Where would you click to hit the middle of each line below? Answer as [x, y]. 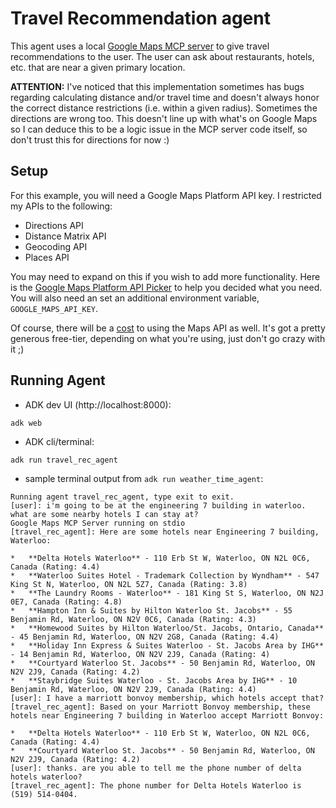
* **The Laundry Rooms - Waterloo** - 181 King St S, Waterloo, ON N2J [167, 593]
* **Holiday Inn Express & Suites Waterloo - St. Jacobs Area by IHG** [167, 645]
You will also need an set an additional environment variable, [135, 298]
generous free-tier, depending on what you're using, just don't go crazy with [168, 338]
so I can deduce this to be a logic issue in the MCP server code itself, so [159, 129]
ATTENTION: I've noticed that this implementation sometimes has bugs [157, 86]
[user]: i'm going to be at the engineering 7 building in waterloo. [158, 505]
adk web [26, 423]
